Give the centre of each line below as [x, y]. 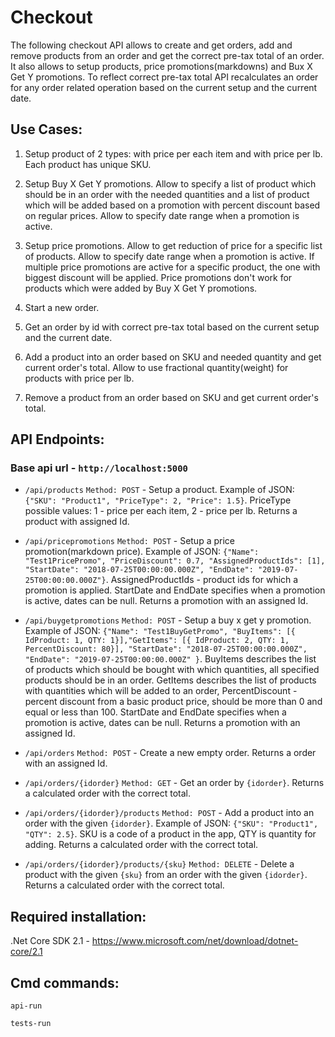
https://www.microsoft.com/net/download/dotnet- [195, 941]
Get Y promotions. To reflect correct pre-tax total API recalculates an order [164, 77]
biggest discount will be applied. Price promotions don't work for [158, 277]
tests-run [31, 1024]
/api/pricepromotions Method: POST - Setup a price [129, 541]
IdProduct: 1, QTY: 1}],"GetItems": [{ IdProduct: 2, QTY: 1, [157, 641]
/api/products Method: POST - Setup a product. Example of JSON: [159, 490]
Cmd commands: [65, 982]
